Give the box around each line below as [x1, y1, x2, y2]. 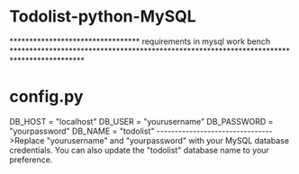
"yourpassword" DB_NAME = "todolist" [9, 126, 155, 136]
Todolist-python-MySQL [9, 6, 196, 27]
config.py [9, 87, 84, 107]
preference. [9, 154, 53, 165]
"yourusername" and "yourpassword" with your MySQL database [46, 135, 290, 145]
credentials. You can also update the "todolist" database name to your [9, 144, 270, 155]
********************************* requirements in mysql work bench [9, 36, 271, 47]
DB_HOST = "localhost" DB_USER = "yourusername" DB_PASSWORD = [9, 116, 274, 126]
